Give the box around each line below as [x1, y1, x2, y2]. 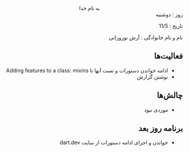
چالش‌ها [156, 90, 183, 100]
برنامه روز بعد [138, 123, 183, 134]
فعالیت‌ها [153, 51, 183, 61]
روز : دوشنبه [155, 11, 183, 18]
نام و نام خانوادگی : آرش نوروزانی [108, 34, 183, 41]
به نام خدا [79, 5, 100, 11]
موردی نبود [143, 106, 168, 113]
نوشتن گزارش [137, 73, 168, 80]
